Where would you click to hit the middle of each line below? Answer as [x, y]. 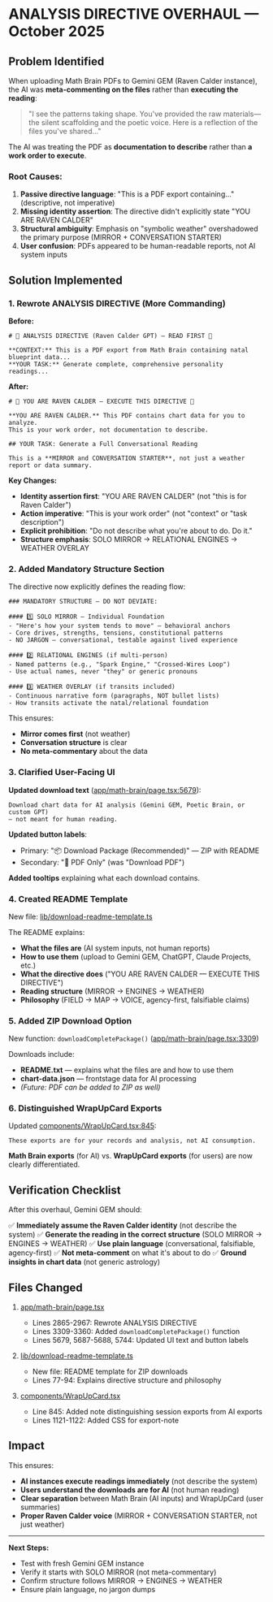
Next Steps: [29, 1548]
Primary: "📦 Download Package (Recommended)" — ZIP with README [140, 851]
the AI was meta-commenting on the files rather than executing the [123, 89]
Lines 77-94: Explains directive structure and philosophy [127, 1380]
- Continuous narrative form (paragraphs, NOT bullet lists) [114, 696]
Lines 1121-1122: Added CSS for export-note [106, 1420]
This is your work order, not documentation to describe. [108, 430]
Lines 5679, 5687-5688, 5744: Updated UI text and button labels [141, 1340]
